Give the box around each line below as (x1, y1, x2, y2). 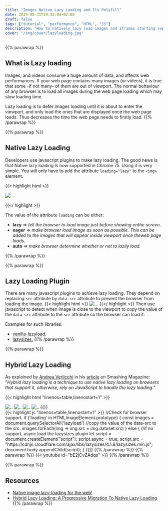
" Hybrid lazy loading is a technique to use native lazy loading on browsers (5, 379, 159, 386)
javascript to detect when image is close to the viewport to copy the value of (5, 306, 163, 312)
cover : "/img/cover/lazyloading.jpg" (5, 31, 84, 36)
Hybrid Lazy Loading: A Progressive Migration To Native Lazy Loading (12, 495, 157, 501)
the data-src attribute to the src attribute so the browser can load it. (5, 312, 145, 318)
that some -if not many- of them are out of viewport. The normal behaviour (5, 83, 159, 89)
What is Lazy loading (5, 59, 72, 68)
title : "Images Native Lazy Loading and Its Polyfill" (5, 7, 122, 13)
